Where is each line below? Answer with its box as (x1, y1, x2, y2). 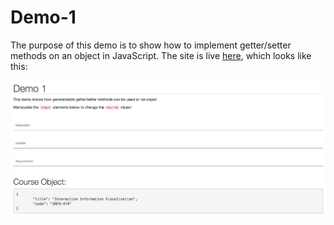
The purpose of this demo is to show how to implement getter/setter (10, 39, 292, 51)
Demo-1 (10, 6, 77, 29)
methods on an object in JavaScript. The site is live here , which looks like (10, 49, 312, 61)
